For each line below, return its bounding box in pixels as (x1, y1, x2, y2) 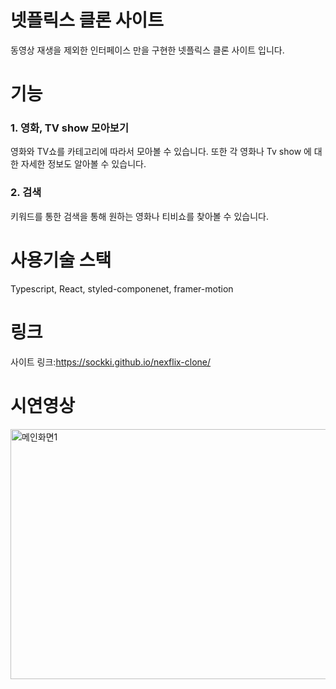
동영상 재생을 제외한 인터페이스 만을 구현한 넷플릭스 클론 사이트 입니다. (10, 44, 285, 56)
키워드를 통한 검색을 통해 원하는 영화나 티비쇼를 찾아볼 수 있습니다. (10, 210, 269, 222)
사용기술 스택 (10, 249, 112, 271)
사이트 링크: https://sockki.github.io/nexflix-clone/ (10, 356, 212, 368)
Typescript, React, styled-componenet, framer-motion (10, 282, 234, 295)
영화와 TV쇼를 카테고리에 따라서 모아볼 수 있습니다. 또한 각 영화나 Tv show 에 (10, 146, 312, 158)
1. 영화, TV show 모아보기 (10, 121, 129, 135)
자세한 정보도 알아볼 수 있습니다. (20, 158, 147, 170)
